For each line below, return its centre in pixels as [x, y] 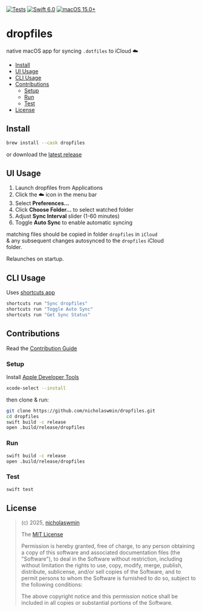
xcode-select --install [36, 388]
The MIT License [42, 535]
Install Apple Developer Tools [43, 377]
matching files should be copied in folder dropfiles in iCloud [82, 234]
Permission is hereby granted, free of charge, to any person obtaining [108, 546]
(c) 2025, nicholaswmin [50, 522]
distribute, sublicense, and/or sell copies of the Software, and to [101, 572]
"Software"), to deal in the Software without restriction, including [102, 559]
